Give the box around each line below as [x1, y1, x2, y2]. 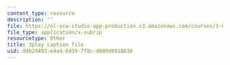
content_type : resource [7, 9, 75, 17]
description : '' [7, 16, 53, 23]
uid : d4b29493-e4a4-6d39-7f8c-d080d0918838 [7, 48, 133, 55]
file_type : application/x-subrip [7, 28, 103, 36]
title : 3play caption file [7, 41, 84, 48]
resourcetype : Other [7, 35, 66, 42]
